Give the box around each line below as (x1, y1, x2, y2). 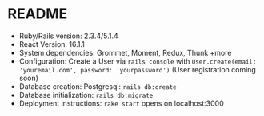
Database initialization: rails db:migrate (18, 90, 154, 99)
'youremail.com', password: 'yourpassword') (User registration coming (18, 64, 257, 74)
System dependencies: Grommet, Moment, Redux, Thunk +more (18, 48, 232, 57)
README (7, 5, 68, 23)
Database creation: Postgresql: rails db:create (18, 81, 177, 91)
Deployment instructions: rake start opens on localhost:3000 (18, 99, 225, 108)
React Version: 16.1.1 (18, 39, 86, 48)
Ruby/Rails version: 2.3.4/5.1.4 (18, 31, 119, 41)
